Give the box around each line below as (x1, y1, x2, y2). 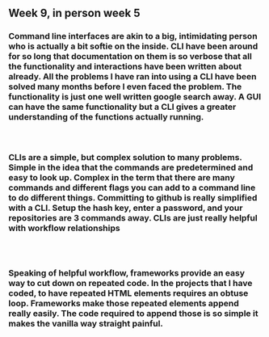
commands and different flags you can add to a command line (8, 182, 256, 193)
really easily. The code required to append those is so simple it (8, 308, 258, 319)
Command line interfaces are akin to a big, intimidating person (8, 31, 258, 42)
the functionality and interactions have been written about (8, 61, 242, 72)
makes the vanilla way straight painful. (8, 318, 164, 330)
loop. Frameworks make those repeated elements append (8, 298, 240, 310)
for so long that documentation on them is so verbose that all (8, 51, 252, 62)
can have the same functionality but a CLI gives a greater (8, 101, 237, 112)
